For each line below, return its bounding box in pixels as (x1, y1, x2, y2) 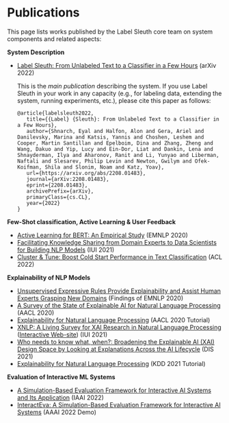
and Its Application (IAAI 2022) (16, 393, 104, 402)
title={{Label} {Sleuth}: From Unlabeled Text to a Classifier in (26, 115, 220, 123)
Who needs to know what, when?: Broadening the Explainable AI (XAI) (16, 337, 215, 346)
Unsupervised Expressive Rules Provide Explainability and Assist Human (16, 287, 221, 295)
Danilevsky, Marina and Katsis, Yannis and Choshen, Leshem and (16, 134, 204, 141)
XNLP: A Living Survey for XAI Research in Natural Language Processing (16, 323, 222, 331)
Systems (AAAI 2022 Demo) (16, 408, 97, 416)
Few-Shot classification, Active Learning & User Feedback (7, 217, 176, 226)
